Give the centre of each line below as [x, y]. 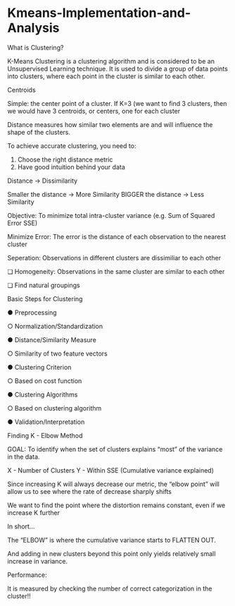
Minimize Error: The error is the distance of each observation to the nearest [117, 236]
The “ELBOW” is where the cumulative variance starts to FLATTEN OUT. [112, 540]
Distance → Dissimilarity [43, 181]
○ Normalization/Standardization [55, 326]
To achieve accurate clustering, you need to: [72, 145]
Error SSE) [23, 223]
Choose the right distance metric [65, 159]
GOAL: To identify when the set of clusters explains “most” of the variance [115, 449]
